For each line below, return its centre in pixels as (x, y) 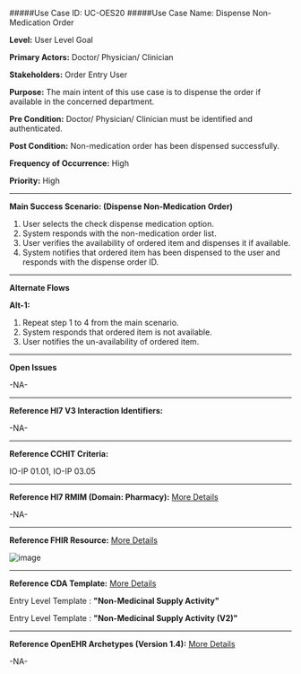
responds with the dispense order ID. (90, 262)
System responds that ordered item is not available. (117, 332)
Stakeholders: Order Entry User (69, 74)
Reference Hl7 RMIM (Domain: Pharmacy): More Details (114, 497)
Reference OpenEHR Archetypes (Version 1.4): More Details (122, 644)
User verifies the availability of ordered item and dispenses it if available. (156, 243)
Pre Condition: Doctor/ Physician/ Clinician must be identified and (131, 119)
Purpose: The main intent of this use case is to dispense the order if (135, 92)
